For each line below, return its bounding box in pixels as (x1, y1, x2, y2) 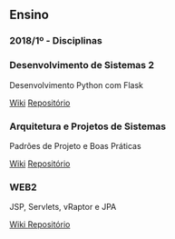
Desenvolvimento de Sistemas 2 (9, 59, 154, 72)
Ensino (9, 7, 50, 23)
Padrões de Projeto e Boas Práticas (9, 140, 142, 151)
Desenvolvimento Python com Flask (9, 79, 143, 90)
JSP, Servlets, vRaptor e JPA (9, 202, 117, 213)
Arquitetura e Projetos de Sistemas (9, 120, 166, 133)
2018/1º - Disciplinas (9, 35, 102, 47)
